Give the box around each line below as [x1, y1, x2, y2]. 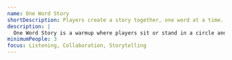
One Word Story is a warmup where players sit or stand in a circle [13, 29, 215, 37]
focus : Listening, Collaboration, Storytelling [7, 42, 147, 49]
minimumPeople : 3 [7, 36, 57, 43]
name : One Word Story [7, 10, 70, 17]
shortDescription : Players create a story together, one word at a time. [7, 17, 224, 23]
